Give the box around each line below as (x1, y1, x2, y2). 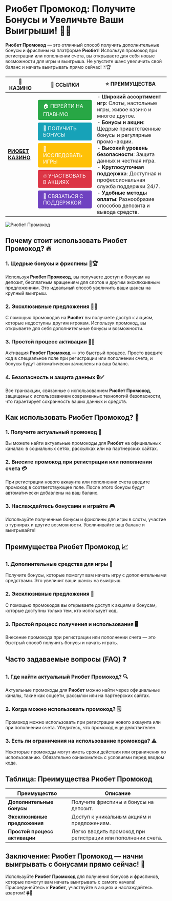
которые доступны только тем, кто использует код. (5, 607, 118, 613)
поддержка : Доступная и (97, 170, 161, 177)
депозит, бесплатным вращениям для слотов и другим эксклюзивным (5, 279, 160, 285)
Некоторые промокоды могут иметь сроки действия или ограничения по (5, 749, 166, 755)
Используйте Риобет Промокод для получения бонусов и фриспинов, (5, 873, 160, 879)
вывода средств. (97, 208, 139, 215)
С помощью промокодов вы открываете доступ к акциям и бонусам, (5, 602, 157, 608)
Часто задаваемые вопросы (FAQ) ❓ (5, 655, 126, 664)
